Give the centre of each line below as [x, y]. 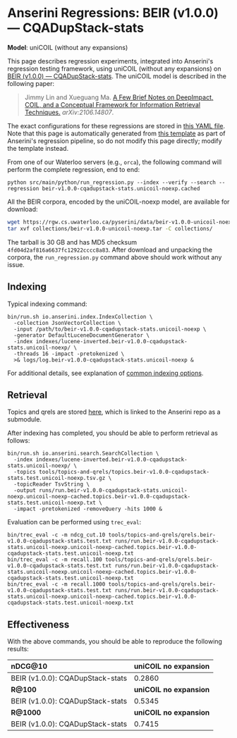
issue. [16, 264]
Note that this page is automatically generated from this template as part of [116, 133]
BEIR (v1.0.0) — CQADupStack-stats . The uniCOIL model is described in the [117, 76]
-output [25, 491]
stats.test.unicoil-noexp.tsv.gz [56, 478]
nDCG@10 [29, 666]
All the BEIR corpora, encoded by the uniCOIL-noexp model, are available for [119, 202]
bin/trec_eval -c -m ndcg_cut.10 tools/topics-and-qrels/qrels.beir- [112, 535]
